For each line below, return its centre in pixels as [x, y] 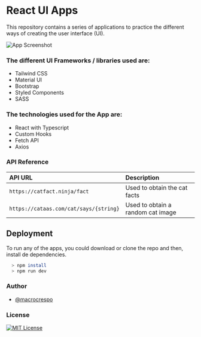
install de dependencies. [36, 254]
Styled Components [39, 93]
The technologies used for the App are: [64, 114]
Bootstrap [27, 86]
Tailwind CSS [31, 74]
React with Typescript [42, 127]
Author [17, 286]
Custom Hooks [33, 134]
